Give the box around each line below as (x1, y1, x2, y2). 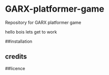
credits (5, 53, 27, 61)
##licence (5, 65, 25, 71)
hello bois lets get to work (5, 29, 57, 35)
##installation (5, 38, 33, 44)
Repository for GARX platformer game (5, 19, 82, 25)
